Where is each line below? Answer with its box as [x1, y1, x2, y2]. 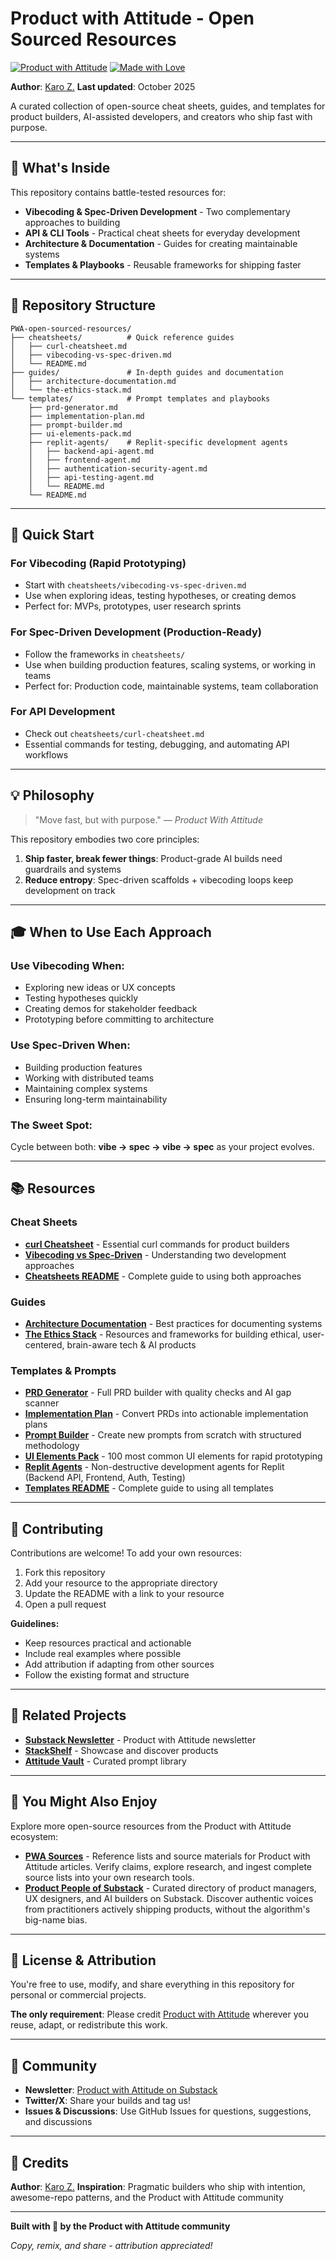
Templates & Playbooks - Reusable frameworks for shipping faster [24, 258, 302, 271]
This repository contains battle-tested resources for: [10, 186, 227, 198]
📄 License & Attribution [10, 1952, 157, 1969]
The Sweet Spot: [10, 1118, 93, 1132]
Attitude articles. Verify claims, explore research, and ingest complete [24, 1860, 313, 1872]
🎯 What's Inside [10, 160, 111, 177]
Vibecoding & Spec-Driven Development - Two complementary [24, 205, 291, 217]
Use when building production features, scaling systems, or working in [24, 658, 317, 671]
